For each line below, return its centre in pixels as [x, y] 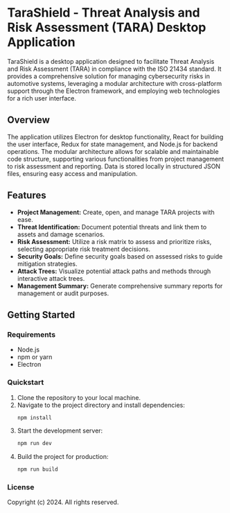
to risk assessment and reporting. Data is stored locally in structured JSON [114, 166]
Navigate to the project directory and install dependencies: [101, 405]
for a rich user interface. [42, 98]
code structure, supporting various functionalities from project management [116, 159]
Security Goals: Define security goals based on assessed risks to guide [120, 256]
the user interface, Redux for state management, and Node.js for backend [113, 144]
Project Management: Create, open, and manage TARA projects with [116, 212]
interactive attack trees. [51, 278]
